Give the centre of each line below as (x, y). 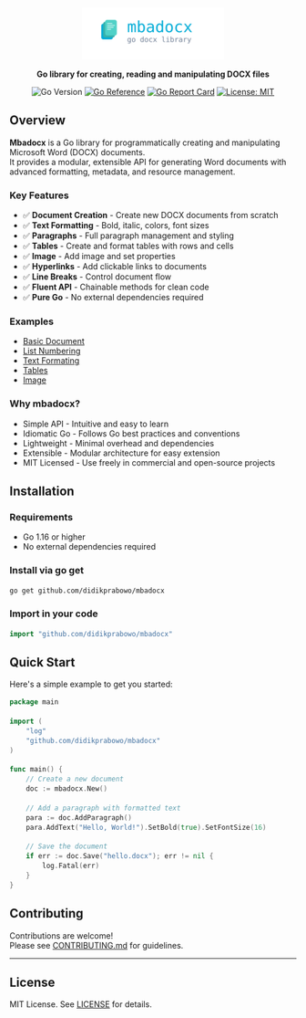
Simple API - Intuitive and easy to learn (96, 424)
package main (34, 702)
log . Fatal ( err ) (71, 866)
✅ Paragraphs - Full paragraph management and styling (128, 236)
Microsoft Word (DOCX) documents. (77, 152)
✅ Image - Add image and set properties (99, 256)
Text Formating (51, 361)
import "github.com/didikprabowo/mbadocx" (91, 634)
